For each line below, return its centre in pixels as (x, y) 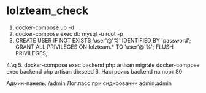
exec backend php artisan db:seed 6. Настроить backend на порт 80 (94, 71)
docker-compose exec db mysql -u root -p (69, 33)
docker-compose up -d (45, 27)
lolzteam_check (48, 11)
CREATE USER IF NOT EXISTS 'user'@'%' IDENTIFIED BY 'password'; (103, 40)
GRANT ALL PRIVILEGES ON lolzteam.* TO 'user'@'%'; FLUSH (94, 47)
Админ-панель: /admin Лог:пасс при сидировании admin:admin (89, 83)
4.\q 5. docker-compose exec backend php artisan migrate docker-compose (103, 65)
